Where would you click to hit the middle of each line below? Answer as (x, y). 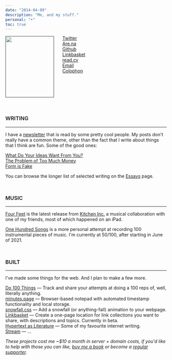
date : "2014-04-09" (26, 10)
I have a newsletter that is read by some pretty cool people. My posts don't (84, 134)
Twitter (70, 38)
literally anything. (24, 293)
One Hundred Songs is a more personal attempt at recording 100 (73, 229)
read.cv (70, 60)
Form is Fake (19, 166)
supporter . (16, 352)
